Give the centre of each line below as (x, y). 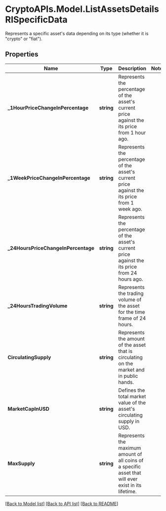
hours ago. (131, 279)
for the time (132, 312)
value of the (132, 402)
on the (126, 364)
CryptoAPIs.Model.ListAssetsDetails (82, 9)
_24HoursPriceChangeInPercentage (51, 248)
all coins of (131, 460)
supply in (129, 421)
